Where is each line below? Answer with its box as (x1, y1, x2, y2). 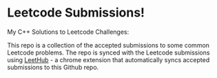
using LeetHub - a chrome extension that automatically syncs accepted (7, 55, 210, 64)
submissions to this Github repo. (7, 63, 99, 71)
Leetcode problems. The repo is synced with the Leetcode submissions (7, 48, 210, 57)
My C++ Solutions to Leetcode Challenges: (7, 28, 130, 36)
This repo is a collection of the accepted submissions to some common (7, 41, 210, 49)
